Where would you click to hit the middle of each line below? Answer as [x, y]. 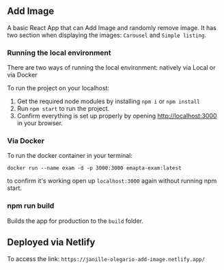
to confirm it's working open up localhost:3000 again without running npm [112, 181]
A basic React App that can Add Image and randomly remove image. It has [112, 27]
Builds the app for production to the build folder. [75, 221]
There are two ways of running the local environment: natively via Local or [112, 68]
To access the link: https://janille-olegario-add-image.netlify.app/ [106, 258]
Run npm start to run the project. [63, 109]
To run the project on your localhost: [58, 88]
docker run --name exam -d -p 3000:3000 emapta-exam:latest [95, 168]
